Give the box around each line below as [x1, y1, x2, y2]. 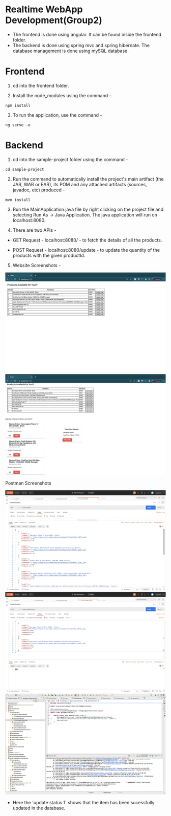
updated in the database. [12, 805, 65, 811]
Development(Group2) [5, 14, 103, 26]
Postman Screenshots [5, 480, 52, 486]
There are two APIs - [12, 227, 56, 233]
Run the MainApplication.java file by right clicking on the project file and [12, 206, 164, 212]
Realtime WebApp [5, 4, 83, 15]
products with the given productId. [12, 252, 85, 258]
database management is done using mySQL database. [12, 48, 129, 54]
